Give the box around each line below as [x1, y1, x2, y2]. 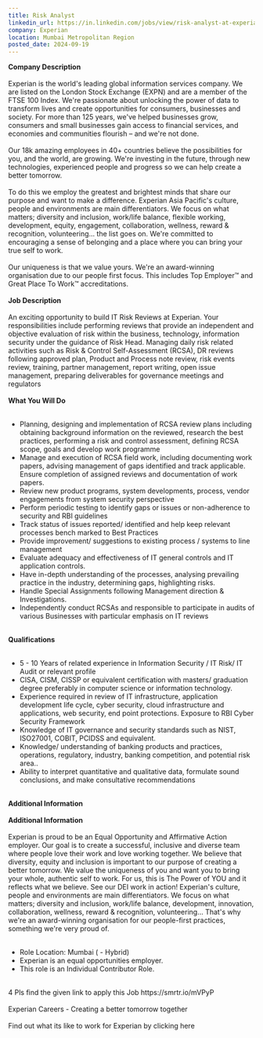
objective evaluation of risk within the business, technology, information [8, 329, 240, 338]
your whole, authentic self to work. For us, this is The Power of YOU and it [8, 874, 247, 883]
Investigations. [19, 594, 67, 605]
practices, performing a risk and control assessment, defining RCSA [19, 437, 240, 446]
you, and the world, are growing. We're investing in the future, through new [8, 154, 250, 163]
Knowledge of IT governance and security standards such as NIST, [19, 726, 236, 735]
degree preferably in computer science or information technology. [19, 684, 233, 693]
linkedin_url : [8, 19, 55, 27]
